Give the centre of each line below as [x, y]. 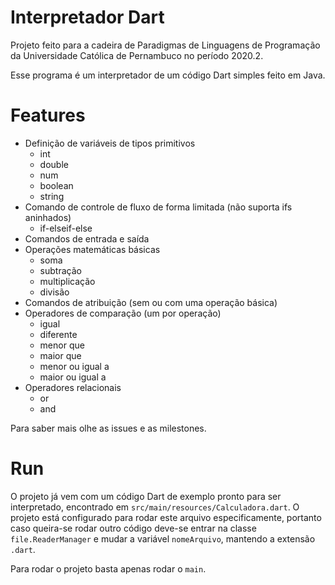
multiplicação [67, 281]
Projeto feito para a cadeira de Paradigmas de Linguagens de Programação [165, 45]
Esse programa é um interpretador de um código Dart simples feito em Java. [168, 75]
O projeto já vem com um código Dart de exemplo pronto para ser [146, 496]
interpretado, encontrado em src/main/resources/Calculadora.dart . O [155, 507]
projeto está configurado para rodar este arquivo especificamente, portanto [166, 517]
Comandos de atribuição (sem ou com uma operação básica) [151, 302]
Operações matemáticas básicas [92, 249]
